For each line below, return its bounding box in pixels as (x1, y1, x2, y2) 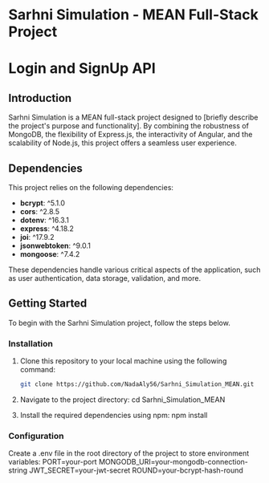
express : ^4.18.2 (19, 224, 75, 233)
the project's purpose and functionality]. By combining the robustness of (8, 121, 249, 131)
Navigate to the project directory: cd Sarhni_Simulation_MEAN (19, 395, 226, 404)
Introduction (8, 91, 72, 105)
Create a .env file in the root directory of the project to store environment (8, 448, 250, 458)
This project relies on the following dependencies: (8, 183, 174, 192)
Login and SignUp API (8, 59, 157, 78)
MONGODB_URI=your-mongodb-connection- (99, 457, 249, 467)
